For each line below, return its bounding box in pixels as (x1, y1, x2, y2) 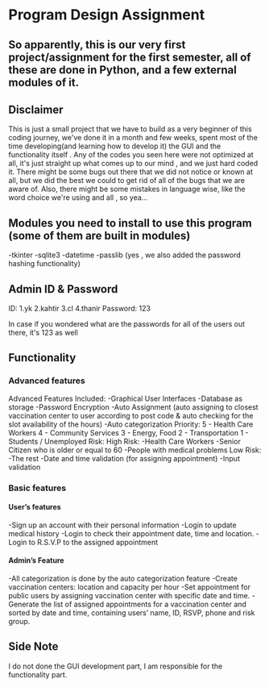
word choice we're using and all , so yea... (8, 193, 148, 202)
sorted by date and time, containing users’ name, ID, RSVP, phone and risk (8, 608, 255, 618)
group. (8, 617, 31, 627)
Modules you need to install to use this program (8, 216, 252, 230)
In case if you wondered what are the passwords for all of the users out (8, 319, 246, 329)
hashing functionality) (8, 259, 81, 269)
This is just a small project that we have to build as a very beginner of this (8, 124, 252, 134)
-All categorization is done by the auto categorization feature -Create (8, 574, 238, 584)
